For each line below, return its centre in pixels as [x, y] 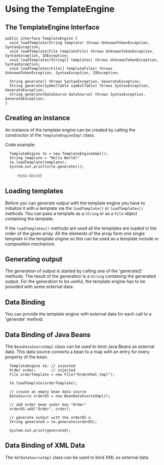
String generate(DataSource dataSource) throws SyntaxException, [78, 94]
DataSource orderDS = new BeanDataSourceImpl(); [60, 396]
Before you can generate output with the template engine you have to [75, 203]
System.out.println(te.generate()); [47, 166]
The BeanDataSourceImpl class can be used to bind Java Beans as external [80, 347]
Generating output [34, 259]
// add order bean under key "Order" [48, 405]
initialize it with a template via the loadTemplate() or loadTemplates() [74, 208]
